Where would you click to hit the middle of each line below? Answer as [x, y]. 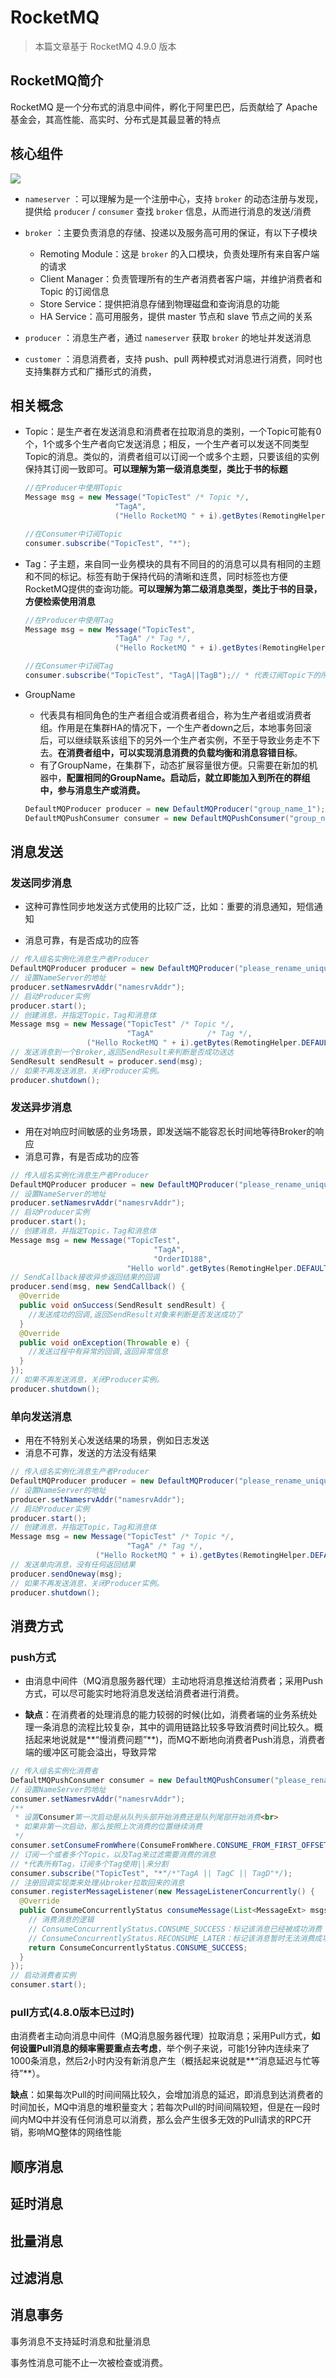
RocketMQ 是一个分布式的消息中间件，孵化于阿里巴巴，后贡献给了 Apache [164, 107]
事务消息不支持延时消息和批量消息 [80, 2341]
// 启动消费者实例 [43, 1976]
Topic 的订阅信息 [74, 291]
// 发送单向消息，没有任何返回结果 [73, 1564]
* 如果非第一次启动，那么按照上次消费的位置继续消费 [108, 1827]
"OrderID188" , [183, 1259]
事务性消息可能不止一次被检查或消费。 [89, 2362]
